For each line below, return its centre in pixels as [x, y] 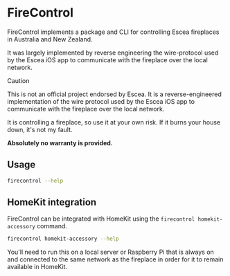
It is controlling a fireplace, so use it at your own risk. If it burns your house [114, 122]
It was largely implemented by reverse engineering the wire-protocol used [113, 53]
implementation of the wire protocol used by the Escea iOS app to [101, 101]
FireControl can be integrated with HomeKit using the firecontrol [101, 219]
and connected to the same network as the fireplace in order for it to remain [115, 259]
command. [52, 226]
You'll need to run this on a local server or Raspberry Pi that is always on [111, 252]
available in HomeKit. [37, 267]
